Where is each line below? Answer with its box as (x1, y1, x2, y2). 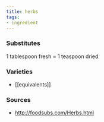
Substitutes (6, 39, 40, 47)
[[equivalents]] (14, 81, 51, 88)
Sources (6, 95, 31, 104)
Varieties (6, 68, 33, 76)
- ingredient (6, 20, 39, 25)
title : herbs (6, 8, 39, 15)
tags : (6, 14, 20, 20)
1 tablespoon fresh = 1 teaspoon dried (6, 53, 99, 60)
